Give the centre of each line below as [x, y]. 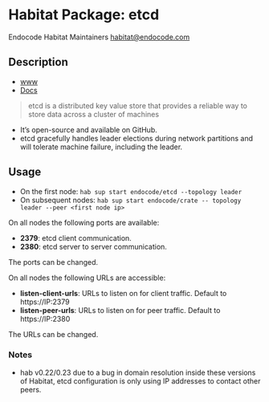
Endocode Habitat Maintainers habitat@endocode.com [99, 37]
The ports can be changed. [53, 262]
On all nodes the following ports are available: [84, 222]
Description [38, 62]
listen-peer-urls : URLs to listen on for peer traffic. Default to [120, 310]
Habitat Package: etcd [84, 15]
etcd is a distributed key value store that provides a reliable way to [137, 105]
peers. [31, 389]
